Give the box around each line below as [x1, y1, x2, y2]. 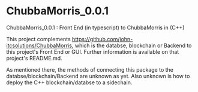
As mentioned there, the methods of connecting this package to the [6, 66, 174, 73]
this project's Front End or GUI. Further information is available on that [6, 48, 179, 55]
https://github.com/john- [71, 35, 133, 42]
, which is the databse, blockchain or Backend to [71, 42, 192, 49]
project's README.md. [6, 54, 62, 62]
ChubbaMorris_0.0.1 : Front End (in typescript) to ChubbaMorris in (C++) [6, 24, 185, 31]
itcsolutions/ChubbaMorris [6, 42, 72, 49]
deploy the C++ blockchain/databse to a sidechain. [6, 79, 133, 86]
